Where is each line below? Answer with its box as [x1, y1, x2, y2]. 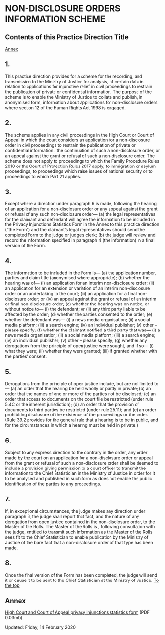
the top [5, 582, 20, 588]
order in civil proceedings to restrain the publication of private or [5, 142, 136, 148]
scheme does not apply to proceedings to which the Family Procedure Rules [5, 158, 160, 164]
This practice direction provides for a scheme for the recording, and [5, 73, 142, 79]
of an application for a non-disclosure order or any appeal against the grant [5, 206, 158, 212]
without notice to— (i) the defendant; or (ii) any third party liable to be [5, 306, 146, 312]
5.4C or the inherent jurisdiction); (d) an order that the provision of [5, 401, 139, 408]
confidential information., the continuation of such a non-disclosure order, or [5, 147, 160, 153]
